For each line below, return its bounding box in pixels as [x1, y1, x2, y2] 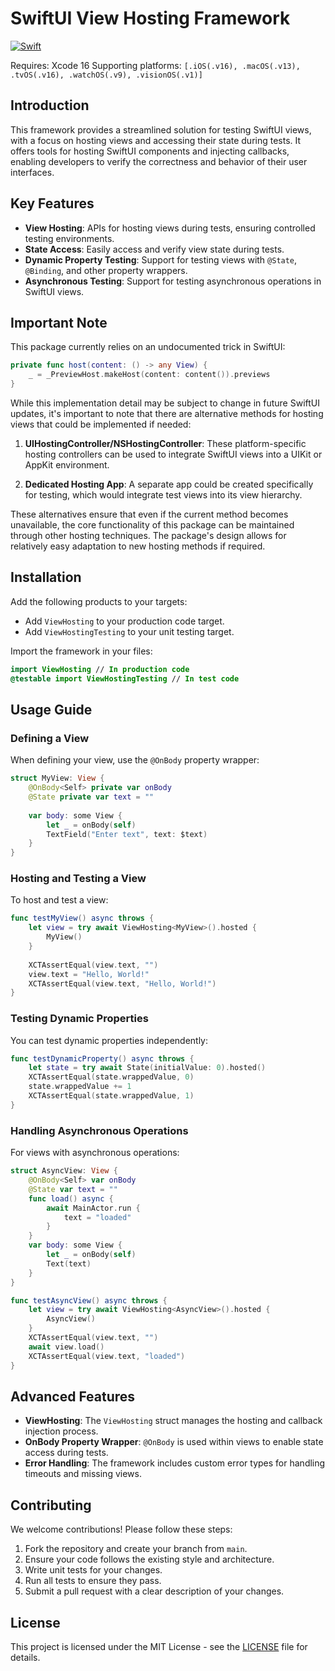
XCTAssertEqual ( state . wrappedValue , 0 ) [28, 1072, 195, 1082]
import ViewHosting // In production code [10, 664, 190, 674]
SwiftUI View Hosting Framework [10, 7, 291, 30]
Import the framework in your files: [10, 645, 153, 657]
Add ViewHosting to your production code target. [24, 615, 225, 627]
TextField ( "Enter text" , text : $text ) [46, 829, 208, 839]
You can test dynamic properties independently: [10, 1034, 209, 1046]
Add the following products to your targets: [10, 595, 188, 607]
